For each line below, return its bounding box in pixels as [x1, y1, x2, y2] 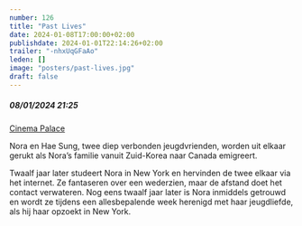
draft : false [9, 72, 59, 81]
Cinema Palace [9, 123, 66, 134]
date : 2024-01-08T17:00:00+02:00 [9, 30, 135, 39]
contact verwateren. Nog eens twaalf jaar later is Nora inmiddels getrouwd [9, 186, 287, 197]
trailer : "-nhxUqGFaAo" [9, 47, 99, 56]
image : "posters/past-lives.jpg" [9, 64, 135, 73]
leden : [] [9, 55, 47, 64]
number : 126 [9, 13, 54, 23]
